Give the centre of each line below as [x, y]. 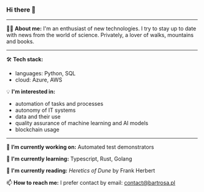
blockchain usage [37, 129]
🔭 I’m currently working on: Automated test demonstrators [80, 147]
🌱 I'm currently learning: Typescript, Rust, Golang [69, 159]
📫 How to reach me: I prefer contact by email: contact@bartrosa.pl [91, 183]
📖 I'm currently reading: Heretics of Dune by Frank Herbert [81, 171]
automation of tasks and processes [59, 104]
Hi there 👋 [21, 10]
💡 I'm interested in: [31, 92]
